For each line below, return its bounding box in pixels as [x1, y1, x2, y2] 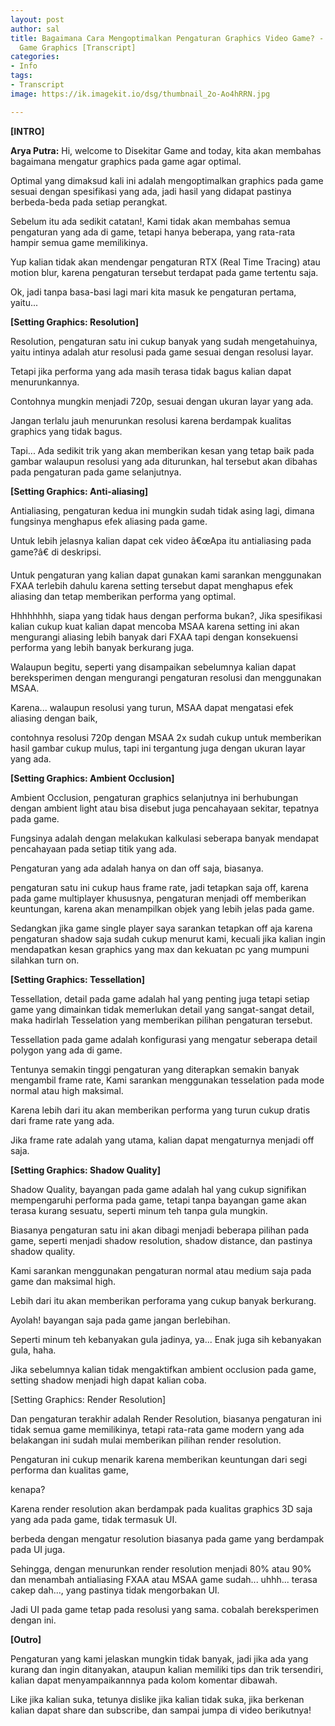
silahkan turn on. [10, 954, 80, 966]
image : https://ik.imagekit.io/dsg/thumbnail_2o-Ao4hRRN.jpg [10, 89, 271, 99]
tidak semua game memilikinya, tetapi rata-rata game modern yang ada [10, 1423, 305, 1435]
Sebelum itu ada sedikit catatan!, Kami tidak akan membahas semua [10, 215, 291, 227]
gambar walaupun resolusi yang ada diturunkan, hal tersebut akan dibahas [10, 455, 318, 467]
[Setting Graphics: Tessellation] [10, 973, 145, 985]
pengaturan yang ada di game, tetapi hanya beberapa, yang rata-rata [10, 226, 296, 238]
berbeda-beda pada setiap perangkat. [10, 196, 168, 208]
